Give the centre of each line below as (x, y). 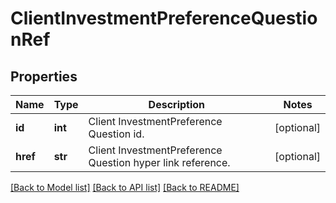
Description (177, 104)
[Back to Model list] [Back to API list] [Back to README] (125, 187)
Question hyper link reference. (159, 162)
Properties (44, 76)
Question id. (116, 134)
